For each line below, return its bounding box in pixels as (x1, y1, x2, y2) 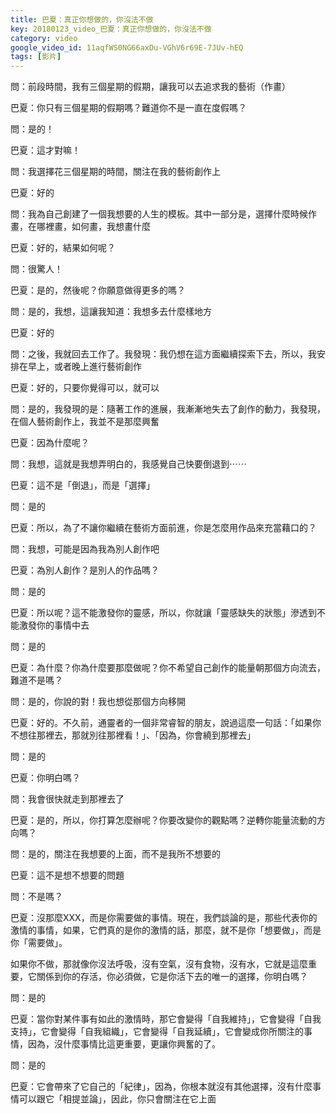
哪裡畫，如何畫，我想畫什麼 (36, 221, 151, 233)
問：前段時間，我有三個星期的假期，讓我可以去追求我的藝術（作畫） (10, 81, 291, 93)
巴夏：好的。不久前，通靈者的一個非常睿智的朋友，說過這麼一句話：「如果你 (10, 717, 322, 729)
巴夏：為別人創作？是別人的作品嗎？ (10, 564, 160, 576)
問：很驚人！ (10, 263, 63, 275)
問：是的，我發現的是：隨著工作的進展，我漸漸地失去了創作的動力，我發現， (10, 403, 326, 415)
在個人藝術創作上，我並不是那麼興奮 (10, 416, 160, 428)
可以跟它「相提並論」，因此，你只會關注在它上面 (18, 1093, 217, 1105)
